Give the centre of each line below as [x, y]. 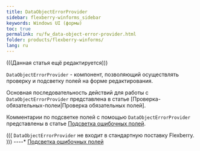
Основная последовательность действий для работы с [78, 92]
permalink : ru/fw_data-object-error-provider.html [71, 34]
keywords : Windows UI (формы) [44, 23]
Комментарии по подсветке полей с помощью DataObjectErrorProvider [98, 117]
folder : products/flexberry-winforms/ [55, 40]
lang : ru [17, 46]
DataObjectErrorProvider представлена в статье [68, 99]
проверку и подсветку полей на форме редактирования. [80, 81]
